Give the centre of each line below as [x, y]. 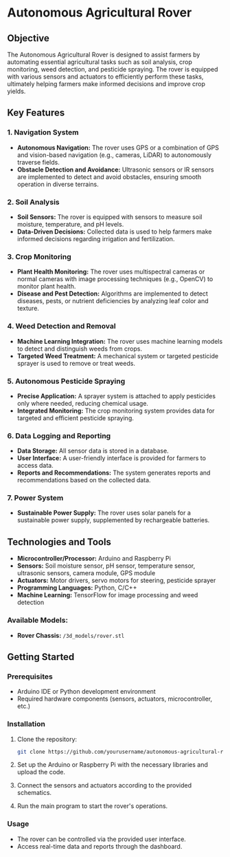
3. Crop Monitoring [39, 256]
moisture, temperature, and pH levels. [70, 224]
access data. [35, 466]
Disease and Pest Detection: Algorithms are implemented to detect [112, 293]
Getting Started [41, 657]
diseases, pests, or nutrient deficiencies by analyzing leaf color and [113, 301]
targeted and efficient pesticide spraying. [75, 417]
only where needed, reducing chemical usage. [83, 403]
